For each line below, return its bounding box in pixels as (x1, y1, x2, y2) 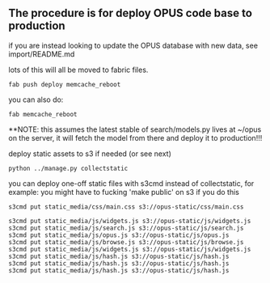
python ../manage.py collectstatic (8, 164, 129, 172)
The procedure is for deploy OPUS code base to (8, 6, 253, 20)
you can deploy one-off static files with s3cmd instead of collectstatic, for (8, 178, 255, 188)
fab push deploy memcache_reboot (8, 80, 121, 88)
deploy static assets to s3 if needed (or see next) (8, 149, 172, 158)
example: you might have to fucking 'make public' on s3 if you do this (8, 187, 240, 196)
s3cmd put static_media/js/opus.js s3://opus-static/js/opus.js (8, 230, 230, 239)
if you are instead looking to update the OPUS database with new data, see (8, 40, 259, 50)
